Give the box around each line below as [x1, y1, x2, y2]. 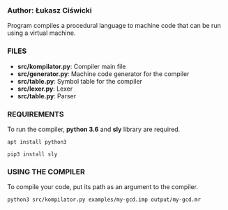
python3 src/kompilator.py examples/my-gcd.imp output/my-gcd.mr [7, 196, 201, 204]
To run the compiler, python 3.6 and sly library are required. [7, 125, 181, 133]
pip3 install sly [7, 151, 58, 158]
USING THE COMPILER [7, 167, 85, 177]
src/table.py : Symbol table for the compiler [17, 77, 143, 85]
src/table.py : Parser [17, 91, 77, 100]
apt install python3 [7, 138, 68, 145]
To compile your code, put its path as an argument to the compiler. [7, 183, 199, 191]
